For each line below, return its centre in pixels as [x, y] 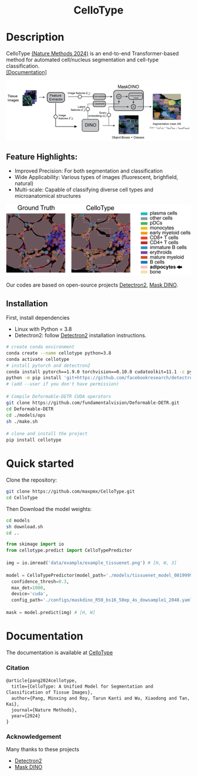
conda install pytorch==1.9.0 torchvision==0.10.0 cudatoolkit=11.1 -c [95, 372]
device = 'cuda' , [30, 594]
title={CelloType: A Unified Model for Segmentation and [82, 687]
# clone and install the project [47, 434]
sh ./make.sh [22, 422]
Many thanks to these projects [43, 750]
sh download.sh [25, 527]
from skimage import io [35, 544]
